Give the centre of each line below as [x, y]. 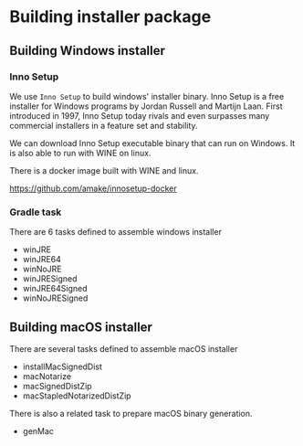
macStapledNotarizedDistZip [77, 396]
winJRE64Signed [55, 289]
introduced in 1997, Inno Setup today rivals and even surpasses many [140, 115]
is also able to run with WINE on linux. [80, 153]
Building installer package [110, 17]
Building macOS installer [81, 327]
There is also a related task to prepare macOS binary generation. [131, 413]
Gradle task [36, 212]
